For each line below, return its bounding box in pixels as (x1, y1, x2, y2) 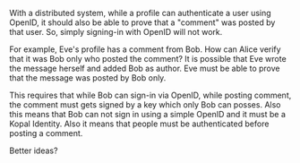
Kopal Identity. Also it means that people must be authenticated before (9, 118, 270, 129)
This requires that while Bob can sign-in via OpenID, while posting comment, (9, 90, 292, 100)
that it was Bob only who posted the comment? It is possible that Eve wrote (9, 54, 287, 64)
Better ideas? (9, 145, 58, 156)
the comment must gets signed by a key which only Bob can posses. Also (9, 99, 281, 110)
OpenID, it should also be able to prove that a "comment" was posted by (9, 17, 276, 28)
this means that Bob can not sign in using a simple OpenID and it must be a (9, 109, 287, 119)
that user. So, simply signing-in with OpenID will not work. (9, 27, 223, 37)
